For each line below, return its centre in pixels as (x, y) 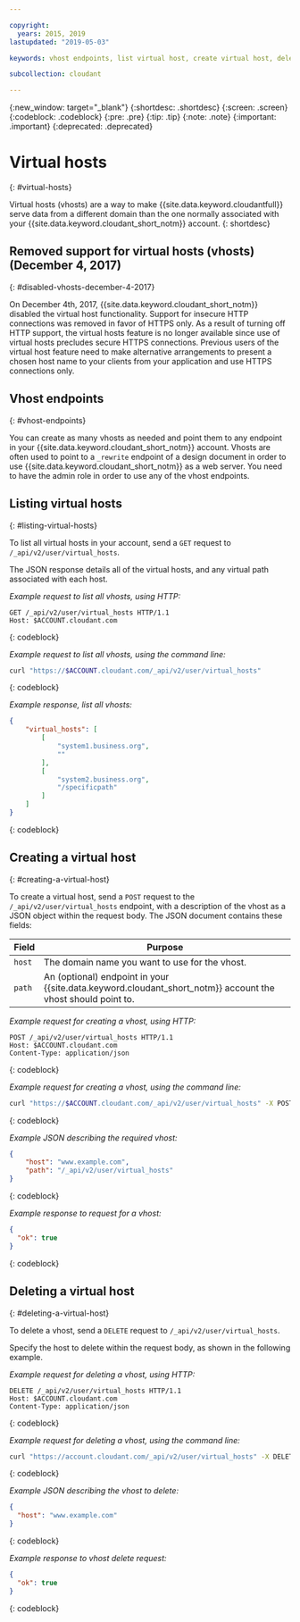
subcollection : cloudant (55, 74)
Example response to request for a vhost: (86, 1213)
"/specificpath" (87, 788)
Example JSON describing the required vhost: (93, 1137)
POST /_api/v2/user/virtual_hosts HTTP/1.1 (92, 1037)
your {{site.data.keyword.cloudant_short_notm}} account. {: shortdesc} (140, 223)
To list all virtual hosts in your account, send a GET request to (121, 542)
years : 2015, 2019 (52, 33)
